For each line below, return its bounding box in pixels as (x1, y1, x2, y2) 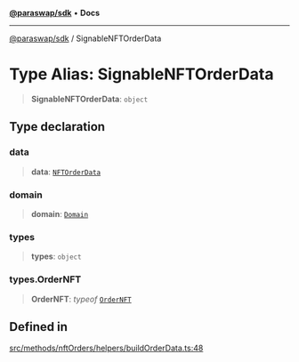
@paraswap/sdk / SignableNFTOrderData (9, 33, 162, 44)
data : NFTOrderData (30, 166, 101, 177)
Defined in (9, 319, 69, 334)
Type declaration (9, 119, 105, 134)
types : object (30, 251, 82, 261)
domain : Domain (30, 208, 89, 219)
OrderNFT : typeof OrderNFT (30, 294, 132, 304)
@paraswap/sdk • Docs (9, 8, 101, 18)
